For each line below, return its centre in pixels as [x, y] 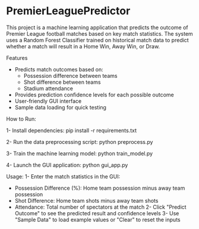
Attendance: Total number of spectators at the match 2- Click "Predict [100, 207]
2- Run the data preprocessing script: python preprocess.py [80, 142]
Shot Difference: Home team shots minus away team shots [86, 200]
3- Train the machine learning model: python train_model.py [80, 153]
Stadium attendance [48, 88]
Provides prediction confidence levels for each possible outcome [94, 95]
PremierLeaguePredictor [68, 11]
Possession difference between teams [70, 76]
